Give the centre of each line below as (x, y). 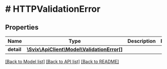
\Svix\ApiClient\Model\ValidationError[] (75, 49)
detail (14, 49)
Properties (22, 27)
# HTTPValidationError (53, 9)
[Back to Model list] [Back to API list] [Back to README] (62, 62)
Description (142, 41)
